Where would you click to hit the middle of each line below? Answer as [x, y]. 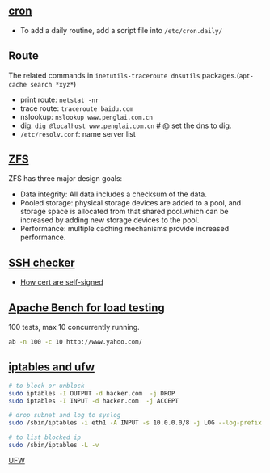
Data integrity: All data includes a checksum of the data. [114, 194]
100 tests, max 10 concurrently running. [74, 327]
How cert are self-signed [61, 282]
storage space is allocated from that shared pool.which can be [124, 212]
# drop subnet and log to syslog [65, 416]
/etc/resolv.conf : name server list [78, 133]
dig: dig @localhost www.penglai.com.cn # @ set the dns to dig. [126, 125]
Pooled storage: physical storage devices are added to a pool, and [131, 203]
